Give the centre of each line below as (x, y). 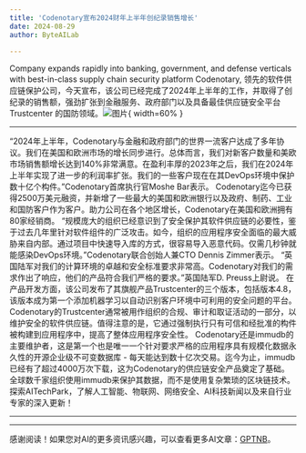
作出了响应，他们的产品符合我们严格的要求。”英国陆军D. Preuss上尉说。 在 (155, 277)
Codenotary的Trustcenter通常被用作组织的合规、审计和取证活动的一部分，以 (153, 312)
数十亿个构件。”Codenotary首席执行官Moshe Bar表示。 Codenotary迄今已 (147, 186)
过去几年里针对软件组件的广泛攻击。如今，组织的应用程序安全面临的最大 (153, 232)
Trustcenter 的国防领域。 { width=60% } (97, 114)
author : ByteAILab (44, 35)
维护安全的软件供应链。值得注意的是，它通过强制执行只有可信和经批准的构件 (153, 323)
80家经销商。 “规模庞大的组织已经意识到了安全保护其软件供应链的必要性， (149, 221)
